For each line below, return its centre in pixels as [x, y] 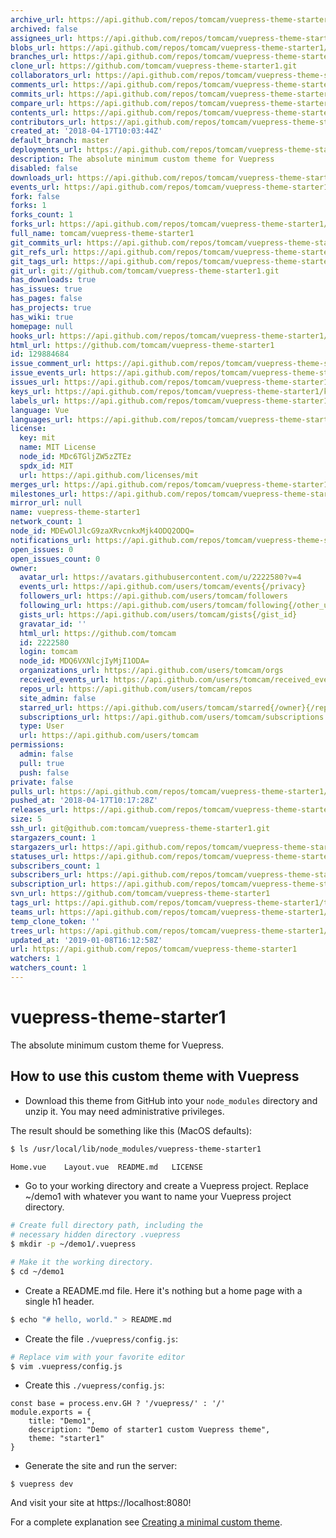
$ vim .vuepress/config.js [66, 1366]
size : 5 [26, 819]
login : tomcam [48, 652]
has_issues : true [46, 289]
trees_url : [33, 931]
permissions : [37, 745]
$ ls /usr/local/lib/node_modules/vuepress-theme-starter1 [136, 1149]
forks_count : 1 [42, 215]
